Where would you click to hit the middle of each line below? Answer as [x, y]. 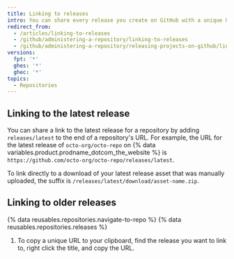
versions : [22, 53]
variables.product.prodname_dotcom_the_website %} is [87, 153]
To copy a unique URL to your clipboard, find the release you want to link [122, 240]
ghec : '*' [28, 72]
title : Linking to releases [48, 14]
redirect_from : [29, 27]
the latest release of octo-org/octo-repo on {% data [81, 145]
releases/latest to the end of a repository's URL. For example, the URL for [115, 138]
